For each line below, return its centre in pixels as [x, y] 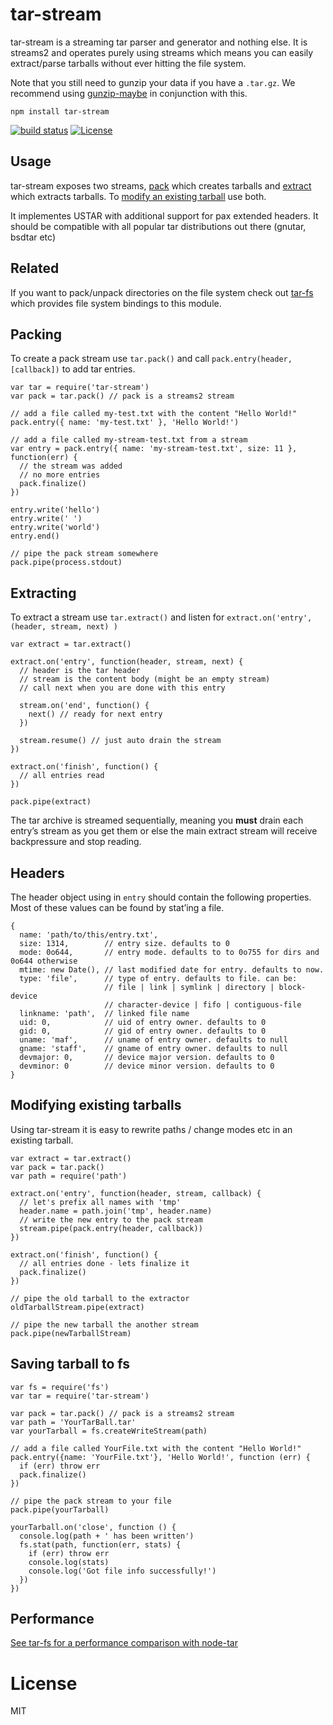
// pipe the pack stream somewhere [84, 554]
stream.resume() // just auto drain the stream [120, 741]
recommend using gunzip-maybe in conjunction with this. [129, 93]
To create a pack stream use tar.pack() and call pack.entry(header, [151, 359]
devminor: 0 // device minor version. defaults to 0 [147, 1066]
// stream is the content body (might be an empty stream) [145, 679]
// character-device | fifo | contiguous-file [203, 1005]
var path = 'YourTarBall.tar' [73, 1422]
